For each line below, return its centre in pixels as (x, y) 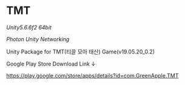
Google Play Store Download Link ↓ (51, 64)
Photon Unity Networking (38, 39)
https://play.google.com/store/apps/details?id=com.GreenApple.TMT (92, 75)
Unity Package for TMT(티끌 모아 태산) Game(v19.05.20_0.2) (81, 52)
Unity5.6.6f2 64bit (29, 27)
